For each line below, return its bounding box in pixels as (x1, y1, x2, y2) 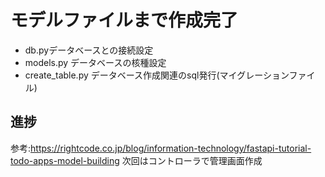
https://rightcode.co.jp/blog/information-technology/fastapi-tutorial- (30, 142, 312, 154)
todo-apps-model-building (10, 154, 120, 166)
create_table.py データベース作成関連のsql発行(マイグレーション (24, 69, 290, 81)
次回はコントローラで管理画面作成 (121, 154, 263, 166)
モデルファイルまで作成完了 (10, 9, 239, 32)
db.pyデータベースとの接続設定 (24, 44, 154, 56)
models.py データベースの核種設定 (24, 56, 167, 68)
